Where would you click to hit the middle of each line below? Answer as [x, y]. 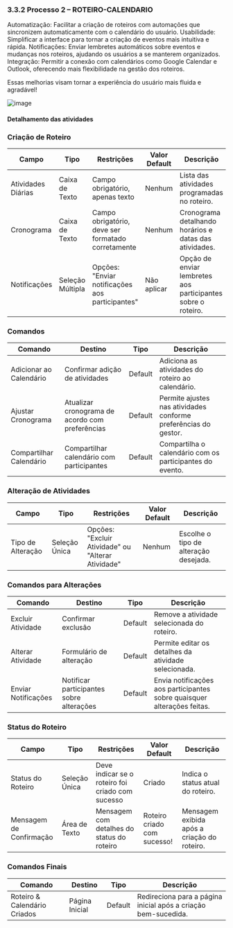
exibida [193, 820]
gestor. [171, 433]
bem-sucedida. [163, 913]
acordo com [84, 420]
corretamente [114, 248]
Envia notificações [184, 680]
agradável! [22, 90]
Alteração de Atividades [49, 491]
